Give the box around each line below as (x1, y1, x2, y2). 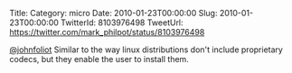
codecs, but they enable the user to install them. (9, 54, 190, 64)
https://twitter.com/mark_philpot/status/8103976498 (9, 27, 205, 37)
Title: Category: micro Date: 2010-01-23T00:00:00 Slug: (9, 8, 218, 18)
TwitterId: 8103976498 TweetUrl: (60, 17, 184, 28)
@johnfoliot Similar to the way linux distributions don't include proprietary (9, 44, 283, 55)
